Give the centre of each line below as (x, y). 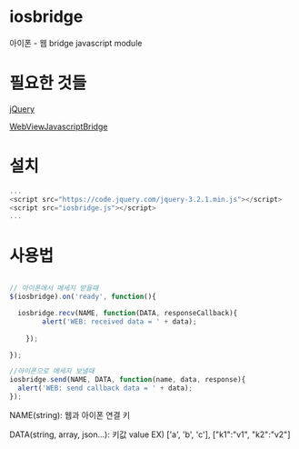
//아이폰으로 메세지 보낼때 (52, 371)
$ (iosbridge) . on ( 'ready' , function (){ (83, 297)
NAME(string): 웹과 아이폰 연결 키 (70, 414)
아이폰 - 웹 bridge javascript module (76, 43)
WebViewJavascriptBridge (59, 126)
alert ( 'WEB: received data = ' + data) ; (120, 321)
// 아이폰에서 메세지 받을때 (54, 288)
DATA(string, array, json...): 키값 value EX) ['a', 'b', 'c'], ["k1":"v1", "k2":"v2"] (150, 434)
